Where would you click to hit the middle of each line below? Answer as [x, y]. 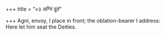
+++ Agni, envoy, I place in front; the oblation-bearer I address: [83, 21]
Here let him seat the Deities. [41, 27]
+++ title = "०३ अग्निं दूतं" [34, 9]
